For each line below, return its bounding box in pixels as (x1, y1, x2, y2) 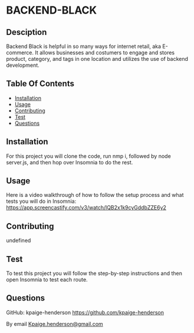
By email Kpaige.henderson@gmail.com (6, 320, 103, 327)
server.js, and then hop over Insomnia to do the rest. (6, 159, 133, 166)
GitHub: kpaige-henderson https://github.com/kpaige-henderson (6, 309, 164, 316)
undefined (6, 237, 31, 244)
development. (6, 62, 40, 69)
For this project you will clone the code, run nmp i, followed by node (6, 152, 171, 160)
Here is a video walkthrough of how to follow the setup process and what (6, 192, 184, 199)
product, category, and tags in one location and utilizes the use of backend (6, 56, 189, 62)
